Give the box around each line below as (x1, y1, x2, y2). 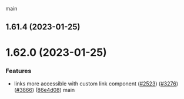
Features (5, 67, 32, 75)
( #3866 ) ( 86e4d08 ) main (14, 86, 75, 93)
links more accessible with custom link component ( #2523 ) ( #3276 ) (14, 80, 179, 87)
